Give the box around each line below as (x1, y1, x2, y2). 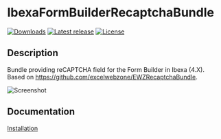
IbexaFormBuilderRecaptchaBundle (7, 5, 215, 21)
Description (7, 47, 58, 59)
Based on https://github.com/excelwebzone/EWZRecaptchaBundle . (7, 73, 198, 81)
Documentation (7, 106, 75, 118)
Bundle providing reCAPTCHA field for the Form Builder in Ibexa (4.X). (7, 65, 205, 73)
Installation (7, 124, 38, 132)
